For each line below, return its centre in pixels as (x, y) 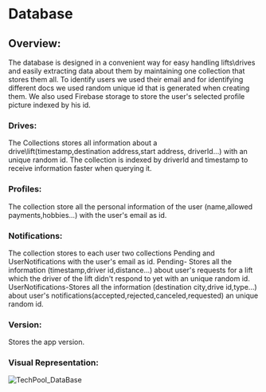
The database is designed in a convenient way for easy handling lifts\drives (132, 62)
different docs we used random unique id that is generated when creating (129, 88)
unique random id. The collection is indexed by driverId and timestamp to (128, 160)
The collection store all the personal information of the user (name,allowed (131, 206)
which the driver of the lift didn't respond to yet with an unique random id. (129, 278)
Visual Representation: (54, 362)
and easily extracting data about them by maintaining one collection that (127, 71)
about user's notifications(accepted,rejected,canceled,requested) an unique (133, 295)
